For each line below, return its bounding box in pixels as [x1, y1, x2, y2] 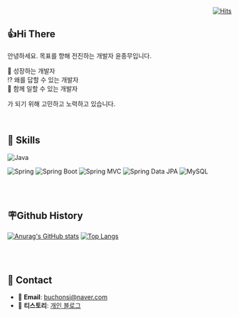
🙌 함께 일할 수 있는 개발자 [7, 84, 78, 92]
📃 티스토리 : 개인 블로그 [17, 301, 81, 310]
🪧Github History [7, 210, 83, 222]
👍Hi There [7, 28, 55, 41]
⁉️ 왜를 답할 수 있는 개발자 [7, 75, 79, 84]
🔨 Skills [7, 134, 41, 146]
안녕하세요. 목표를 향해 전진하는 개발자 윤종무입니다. [7, 51, 152, 60]
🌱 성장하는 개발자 [7, 66, 55, 75]
